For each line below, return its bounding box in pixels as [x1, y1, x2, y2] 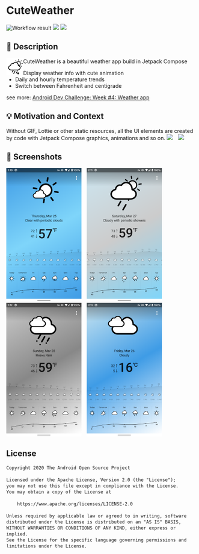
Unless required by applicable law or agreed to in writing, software [6, 513, 187, 519]
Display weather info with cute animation [23, 69, 124, 76]
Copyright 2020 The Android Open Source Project [6, 465, 130, 471]
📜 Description [6, 42, 58, 52]
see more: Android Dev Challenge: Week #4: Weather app [6, 94, 150, 101]
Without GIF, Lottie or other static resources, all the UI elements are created [6, 127, 194, 134]
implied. [6, 531, 28, 537]
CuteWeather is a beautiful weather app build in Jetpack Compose [23, 58, 188, 65]
